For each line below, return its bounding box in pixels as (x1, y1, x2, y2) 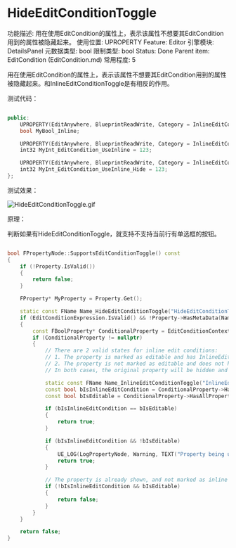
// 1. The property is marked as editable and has (44, 354, 197, 361)
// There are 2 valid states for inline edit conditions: (44, 347, 218, 355)
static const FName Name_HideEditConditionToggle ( (20, 308, 171, 315)
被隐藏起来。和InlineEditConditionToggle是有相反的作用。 (7, 79, 173, 87)
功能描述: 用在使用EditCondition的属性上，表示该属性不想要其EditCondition (7, 29, 224, 37)
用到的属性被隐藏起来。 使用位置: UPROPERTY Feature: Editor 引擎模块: (7, 37, 214, 46)
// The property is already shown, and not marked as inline (44, 476, 228, 483)
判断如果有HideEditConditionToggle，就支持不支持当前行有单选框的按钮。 (7, 229, 221, 238)
